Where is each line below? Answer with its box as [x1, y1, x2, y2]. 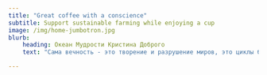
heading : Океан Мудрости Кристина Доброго [22, 41, 165, 49]
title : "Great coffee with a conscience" [8, 11, 148, 20]
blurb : [8, 33, 30, 42]
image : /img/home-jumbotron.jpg [8, 26, 115, 34]
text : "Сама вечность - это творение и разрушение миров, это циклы [22, 48, 254, 56]
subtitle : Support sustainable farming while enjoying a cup [8, 19, 215, 27]
